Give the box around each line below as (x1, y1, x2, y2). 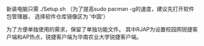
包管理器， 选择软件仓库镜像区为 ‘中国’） (6, 13, 109, 20)
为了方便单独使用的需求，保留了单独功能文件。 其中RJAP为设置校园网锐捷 (6, 26, 193, 33)
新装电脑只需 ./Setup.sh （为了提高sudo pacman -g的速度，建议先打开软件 (6, 5, 194, 12)
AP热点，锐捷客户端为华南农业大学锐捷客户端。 (22, 33, 142, 41)
